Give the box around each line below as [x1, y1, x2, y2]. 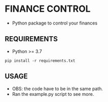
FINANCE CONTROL [5, 3, 91, 15]
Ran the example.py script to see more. [12, 91, 94, 97]
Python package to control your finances [12, 20, 97, 26]
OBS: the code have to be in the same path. [12, 85, 103, 92]
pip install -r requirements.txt [5, 58, 76, 63]
